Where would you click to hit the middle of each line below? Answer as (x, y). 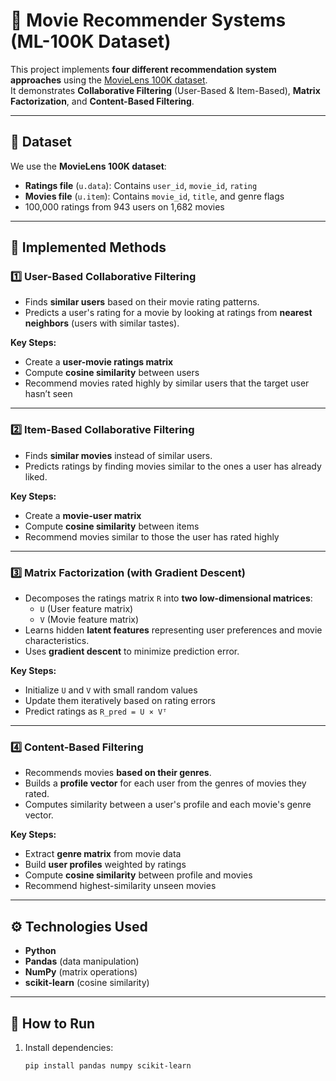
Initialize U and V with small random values (111, 690)
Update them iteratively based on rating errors (120, 701)
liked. (36, 476)
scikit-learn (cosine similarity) (87, 983)
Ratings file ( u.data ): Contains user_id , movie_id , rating (141, 185)
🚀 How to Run (53, 1023)
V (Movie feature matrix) (89, 620)
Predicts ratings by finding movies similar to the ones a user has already (173, 466)
